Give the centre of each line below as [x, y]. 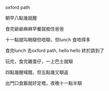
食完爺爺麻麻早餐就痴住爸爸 [35, 29]
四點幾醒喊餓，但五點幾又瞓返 [37, 72]
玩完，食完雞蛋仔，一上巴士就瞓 [39, 61]
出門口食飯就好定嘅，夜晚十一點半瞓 [44, 83]
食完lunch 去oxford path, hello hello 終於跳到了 [55, 50]
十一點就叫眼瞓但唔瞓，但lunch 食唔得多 [48, 40]
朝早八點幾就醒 [21, 18]
